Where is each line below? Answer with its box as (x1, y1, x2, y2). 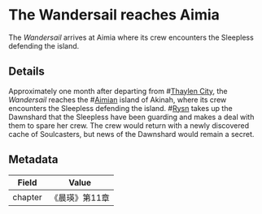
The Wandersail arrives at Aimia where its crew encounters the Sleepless (8, 32, 254, 42)
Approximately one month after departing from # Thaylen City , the (8, 86, 228, 96)
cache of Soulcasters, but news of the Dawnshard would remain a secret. (8, 129, 255, 139)
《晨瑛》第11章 (50, 192, 110, 203)
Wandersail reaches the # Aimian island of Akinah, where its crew (8, 95, 227, 105)
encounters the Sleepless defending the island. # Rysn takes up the (8, 103, 234, 113)
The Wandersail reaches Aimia (8, 6, 220, 24)
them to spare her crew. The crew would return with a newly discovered (8, 120, 250, 131)
